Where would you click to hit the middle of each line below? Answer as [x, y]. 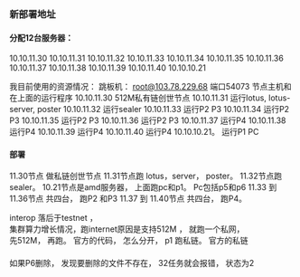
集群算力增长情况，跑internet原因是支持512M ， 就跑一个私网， [127, 229]
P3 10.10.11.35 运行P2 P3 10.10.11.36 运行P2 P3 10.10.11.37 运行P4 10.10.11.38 [148, 120]
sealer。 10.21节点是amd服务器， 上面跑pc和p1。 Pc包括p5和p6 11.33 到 [143, 187]
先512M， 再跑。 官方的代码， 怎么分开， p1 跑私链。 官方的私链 [129, 241]
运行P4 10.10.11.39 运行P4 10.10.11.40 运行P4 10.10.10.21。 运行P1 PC [134, 132]
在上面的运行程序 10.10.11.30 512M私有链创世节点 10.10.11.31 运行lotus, [138, 98]
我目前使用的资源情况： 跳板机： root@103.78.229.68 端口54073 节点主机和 [150, 87]
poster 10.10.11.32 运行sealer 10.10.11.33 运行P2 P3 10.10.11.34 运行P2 [164, 110]
